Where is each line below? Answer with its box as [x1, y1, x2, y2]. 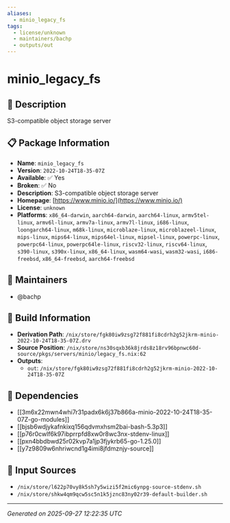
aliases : [7, 10, 32, 17]
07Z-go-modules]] [16, 416, 70, 424]
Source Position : [16, 344, 65, 352]
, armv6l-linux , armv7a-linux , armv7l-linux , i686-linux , [32, 218, 190, 226]
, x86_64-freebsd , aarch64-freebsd [38, 254, 135, 262]
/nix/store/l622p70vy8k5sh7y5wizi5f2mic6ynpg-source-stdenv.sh [16, 484, 202, 491]
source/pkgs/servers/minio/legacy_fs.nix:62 [16, 350, 146, 358]
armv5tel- [181, 212, 210, 219]
